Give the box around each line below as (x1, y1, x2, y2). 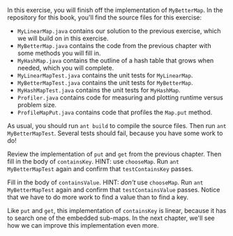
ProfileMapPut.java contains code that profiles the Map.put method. (17, 108, 213, 116)
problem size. (17, 101, 57, 109)
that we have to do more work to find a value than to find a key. (7, 193, 189, 201)
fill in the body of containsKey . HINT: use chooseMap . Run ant (7, 157, 179, 166)
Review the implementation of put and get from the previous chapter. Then (7, 150, 222, 158)
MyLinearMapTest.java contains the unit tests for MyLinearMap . (17, 71, 193, 79)
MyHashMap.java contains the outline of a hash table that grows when (17, 56, 214, 65)
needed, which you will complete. (17, 64, 114, 72)
